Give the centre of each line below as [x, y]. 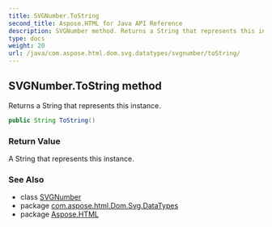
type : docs [27, 38]
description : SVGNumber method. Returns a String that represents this [132, 31]
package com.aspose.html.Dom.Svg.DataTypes [99, 206]
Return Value [34, 141]
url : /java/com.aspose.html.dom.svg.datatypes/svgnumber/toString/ [125, 53]
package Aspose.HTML [59, 214]
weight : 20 [27, 46]
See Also [26, 179]
